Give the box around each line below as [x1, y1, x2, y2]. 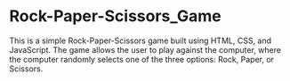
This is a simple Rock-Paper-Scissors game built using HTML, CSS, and [9, 35, 272, 46]
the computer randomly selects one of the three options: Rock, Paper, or [9, 54, 274, 64]
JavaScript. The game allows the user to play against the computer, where [9, 44, 282, 55]
